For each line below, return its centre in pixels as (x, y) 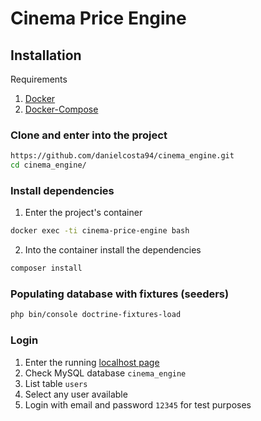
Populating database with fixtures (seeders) (120, 294)
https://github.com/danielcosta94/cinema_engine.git (122, 156)
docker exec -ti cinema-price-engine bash (100, 231)
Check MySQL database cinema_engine (105, 373)
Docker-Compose (61, 109)
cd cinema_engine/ (48, 165)
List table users (56, 383)
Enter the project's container (83, 213)
